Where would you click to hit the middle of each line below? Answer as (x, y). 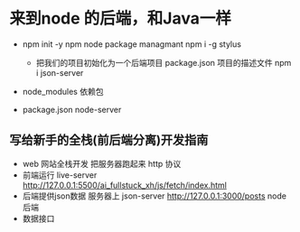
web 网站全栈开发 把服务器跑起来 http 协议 (102, 163)
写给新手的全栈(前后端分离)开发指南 (109, 140)
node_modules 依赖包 (63, 91)
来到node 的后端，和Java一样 (121, 19)
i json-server (60, 72)
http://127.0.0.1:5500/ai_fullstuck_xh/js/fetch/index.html (125, 185)
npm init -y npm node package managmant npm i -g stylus (132, 44)
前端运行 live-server (60, 175)
